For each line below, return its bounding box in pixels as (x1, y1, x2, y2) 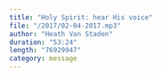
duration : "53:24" (9, 37, 77, 47)
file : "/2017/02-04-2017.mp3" (9, 21, 122, 30)
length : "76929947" (9, 46, 82, 55)
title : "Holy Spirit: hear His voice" (9, 12, 153, 22)
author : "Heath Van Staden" (9, 29, 114, 38)
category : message (9, 54, 77, 63)
